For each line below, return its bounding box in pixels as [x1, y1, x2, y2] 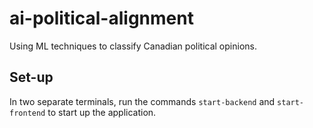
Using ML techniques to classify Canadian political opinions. [9, 40, 257, 52]
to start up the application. [47, 106, 157, 118]
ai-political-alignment [9, 7, 194, 30]
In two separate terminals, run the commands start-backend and [9, 95, 276, 107]
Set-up [9, 69, 54, 86]
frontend [9, 108, 46, 118]
